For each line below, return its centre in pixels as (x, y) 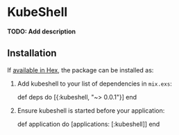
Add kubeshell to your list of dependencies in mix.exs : (94, 84)
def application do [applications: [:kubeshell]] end (88, 124)
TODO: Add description (42, 31)
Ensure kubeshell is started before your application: (91, 110)
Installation (32, 53)
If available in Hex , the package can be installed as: (80, 70)
